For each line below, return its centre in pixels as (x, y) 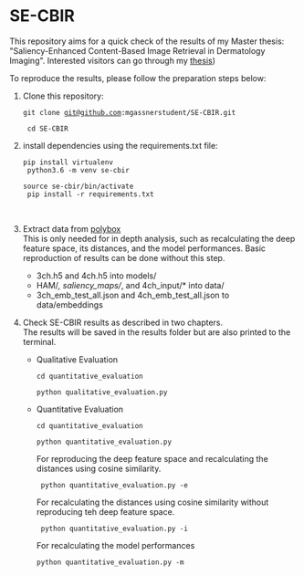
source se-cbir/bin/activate (78, 186)
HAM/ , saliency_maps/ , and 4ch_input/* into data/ (130, 285)
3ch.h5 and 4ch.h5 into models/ (96, 276)
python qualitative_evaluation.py (102, 392)
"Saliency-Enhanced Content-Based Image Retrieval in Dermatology (137, 50)
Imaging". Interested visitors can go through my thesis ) (113, 60)
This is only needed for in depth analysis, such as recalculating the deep (159, 238)
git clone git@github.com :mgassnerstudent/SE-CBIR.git (129, 112)
